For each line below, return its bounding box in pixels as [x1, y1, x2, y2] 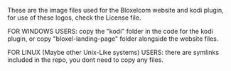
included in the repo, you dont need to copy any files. [7, 56, 163, 64]
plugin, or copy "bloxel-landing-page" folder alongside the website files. [7, 34, 219, 43]
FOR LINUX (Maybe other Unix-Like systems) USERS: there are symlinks [7, 49, 219, 56]
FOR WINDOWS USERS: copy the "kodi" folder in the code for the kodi [7, 27, 213, 35]
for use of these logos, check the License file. [7, 13, 141, 22]
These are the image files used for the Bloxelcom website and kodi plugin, [7, 6, 224, 14]
